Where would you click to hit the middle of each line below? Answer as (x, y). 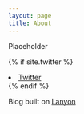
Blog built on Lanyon (42, 101)
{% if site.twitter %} (41, 62)
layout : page (30, 16)
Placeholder (28, 46)
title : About (30, 23)
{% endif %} (29, 86)
